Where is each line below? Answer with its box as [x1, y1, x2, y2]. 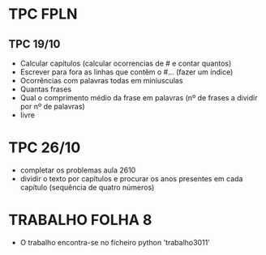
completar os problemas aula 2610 [19, 165, 136, 175]
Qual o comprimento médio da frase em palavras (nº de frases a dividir [19, 93, 258, 102]
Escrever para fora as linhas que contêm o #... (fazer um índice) [19, 67, 234, 77]
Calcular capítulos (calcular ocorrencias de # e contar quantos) [19, 58, 232, 68]
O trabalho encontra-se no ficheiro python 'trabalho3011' [19, 237, 211, 247]
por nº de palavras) [19, 102, 85, 111]
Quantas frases [19, 84, 72, 94]
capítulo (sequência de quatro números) [19, 182, 155, 192]
